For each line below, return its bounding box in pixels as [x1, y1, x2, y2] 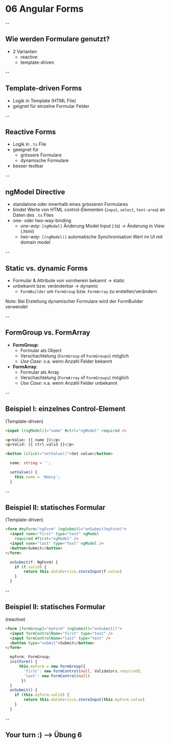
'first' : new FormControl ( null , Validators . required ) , [23, 668, 143, 673]
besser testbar [12, 163, 44, 169]
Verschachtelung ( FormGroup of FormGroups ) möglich [20, 353, 129, 359]
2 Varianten [12, 48, 37, 54]
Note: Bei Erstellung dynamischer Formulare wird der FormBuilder [5, 298, 143, 304]
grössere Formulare [20, 152, 62, 158]
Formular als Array [20, 369, 60, 375]
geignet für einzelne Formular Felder [12, 103, 90, 109]
